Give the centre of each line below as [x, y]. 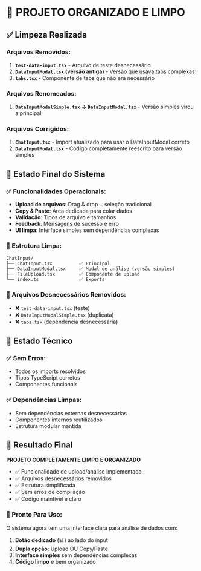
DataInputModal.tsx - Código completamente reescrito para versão [98, 148]
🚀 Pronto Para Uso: [34, 515]
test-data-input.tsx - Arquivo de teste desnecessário [83, 65]
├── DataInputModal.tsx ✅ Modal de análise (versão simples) [91, 269]
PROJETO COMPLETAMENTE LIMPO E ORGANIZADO [73, 460]
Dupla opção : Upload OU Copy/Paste [62, 549]
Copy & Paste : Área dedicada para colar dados [74, 211]
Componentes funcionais [46, 385]
